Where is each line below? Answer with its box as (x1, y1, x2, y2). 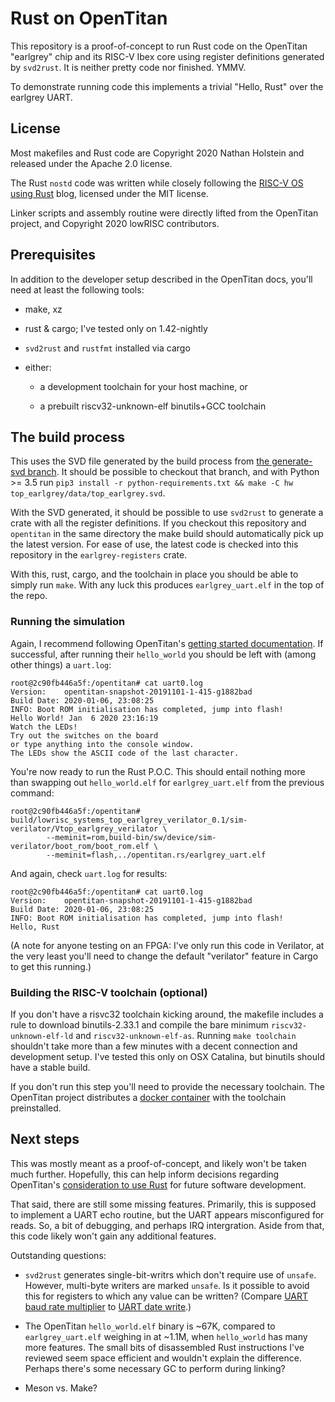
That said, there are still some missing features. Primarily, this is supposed (10, 1198, 317, 1210)
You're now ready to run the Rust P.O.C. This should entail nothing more (10, 765, 306, 777)
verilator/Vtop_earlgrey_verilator (10, 823, 159, 834)
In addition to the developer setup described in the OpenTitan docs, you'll (10, 273, 313, 285)
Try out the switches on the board (10, 730, 159, 741)
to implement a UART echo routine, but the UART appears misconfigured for (10, 1208, 325, 1221)
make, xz (24, 303, 63, 315)
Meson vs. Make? (24, 1382, 98, 1394)
